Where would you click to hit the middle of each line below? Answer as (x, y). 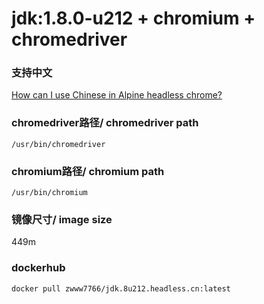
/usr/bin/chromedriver (58, 144)
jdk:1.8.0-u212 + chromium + (133, 18)
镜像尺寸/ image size (62, 219)
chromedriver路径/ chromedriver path (105, 123)
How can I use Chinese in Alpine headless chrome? (117, 95)
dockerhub (38, 268)
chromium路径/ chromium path (88, 171)
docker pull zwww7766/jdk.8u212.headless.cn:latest (121, 288)
